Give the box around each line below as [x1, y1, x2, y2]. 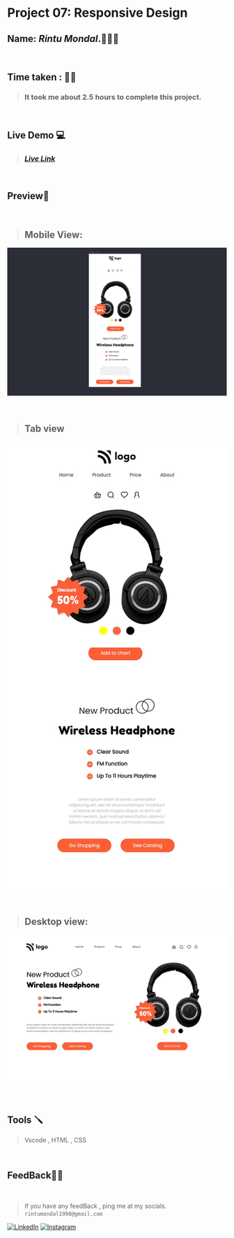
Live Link [24, 154, 56, 163]
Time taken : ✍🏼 [7, 71, 77, 83]
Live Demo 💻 [7, 129, 66, 141]
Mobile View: [24, 228, 83, 240]
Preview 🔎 [7, 190, 49, 202]
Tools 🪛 [7, 1114, 43, 1126]
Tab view [24, 423, 65, 435]
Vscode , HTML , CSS [24, 1136, 87, 1144]
